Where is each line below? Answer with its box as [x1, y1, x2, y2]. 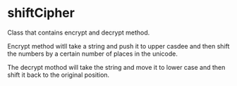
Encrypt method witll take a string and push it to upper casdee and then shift [7, 42, 230, 50]
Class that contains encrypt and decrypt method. [7, 28, 150, 37]
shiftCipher [7, 5, 75, 21]
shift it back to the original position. [7, 70, 110, 79]
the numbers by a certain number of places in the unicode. [7, 49, 178, 58]
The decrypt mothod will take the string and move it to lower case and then [7, 63, 226, 71]
